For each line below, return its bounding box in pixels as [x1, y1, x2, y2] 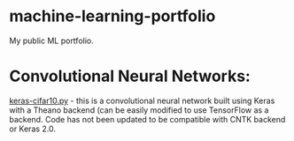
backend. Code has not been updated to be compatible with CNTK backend [9, 114, 286, 124]
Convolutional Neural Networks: [9, 66, 251, 86]
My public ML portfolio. [9, 35, 95, 46]
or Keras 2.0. [9, 123, 56, 134]
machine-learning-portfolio [9, 6, 216, 26]
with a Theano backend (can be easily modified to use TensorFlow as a [9, 104, 269, 115]
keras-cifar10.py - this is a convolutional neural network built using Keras [9, 95, 275, 106]
